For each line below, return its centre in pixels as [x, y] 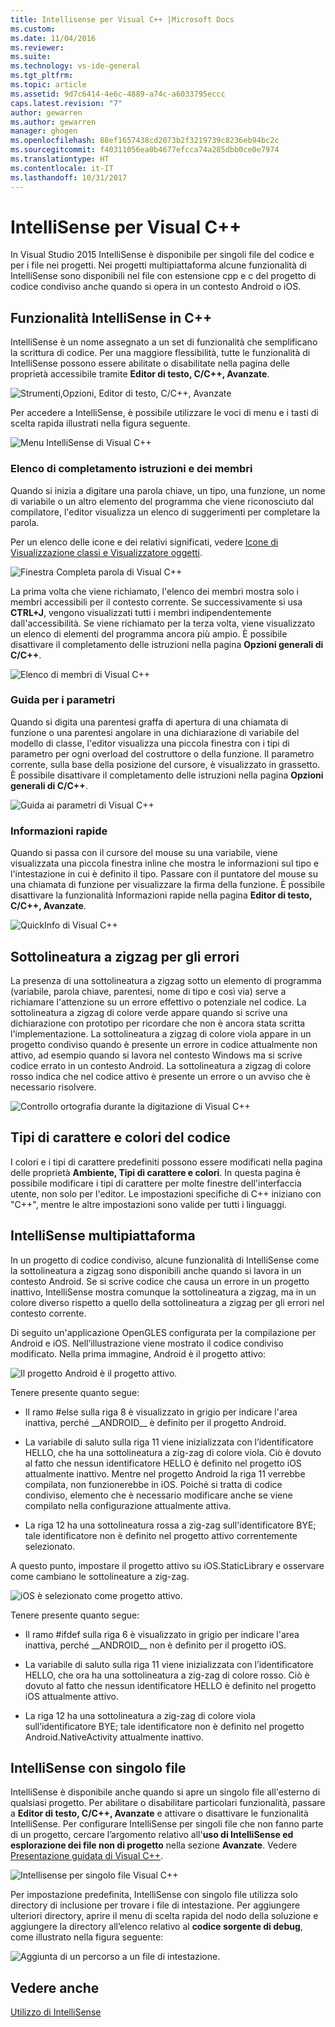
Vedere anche [55, 1987]
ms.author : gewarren [53, 122]
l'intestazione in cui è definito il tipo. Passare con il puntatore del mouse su [164, 874]
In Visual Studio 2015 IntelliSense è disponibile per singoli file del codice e [162, 255]
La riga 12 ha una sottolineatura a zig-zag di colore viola [140, 1715]
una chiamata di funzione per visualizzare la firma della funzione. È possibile [168, 885]
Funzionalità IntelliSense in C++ [111, 317]
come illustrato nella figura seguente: [87, 1937]
